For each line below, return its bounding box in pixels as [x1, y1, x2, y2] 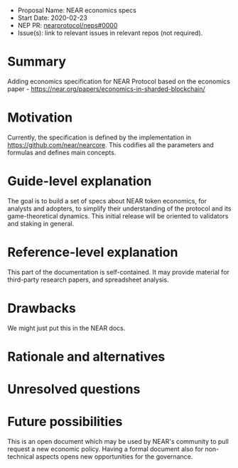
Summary [7, 53, 66, 70]
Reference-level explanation [7, 245, 178, 260]
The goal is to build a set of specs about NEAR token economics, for [7, 196, 207, 205]
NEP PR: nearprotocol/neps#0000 [17, 21, 118, 29]
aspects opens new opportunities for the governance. [35, 452, 193, 461]
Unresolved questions [7, 381, 141, 398]
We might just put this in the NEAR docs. [7, 324, 126, 332]
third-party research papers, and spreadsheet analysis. [7, 275, 169, 284]
